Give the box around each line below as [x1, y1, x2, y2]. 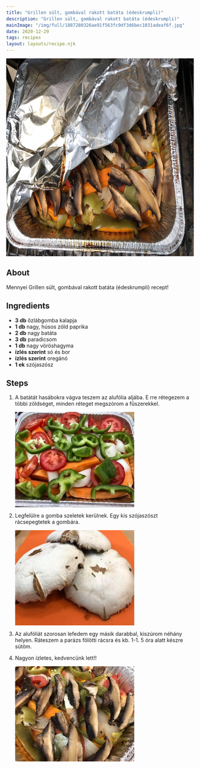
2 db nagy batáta [14, 329, 57, 336]
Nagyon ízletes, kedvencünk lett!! [14, 654, 97, 662]
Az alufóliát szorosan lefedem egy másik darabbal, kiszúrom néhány [14, 631, 183, 638]
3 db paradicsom [14, 336, 57, 343]
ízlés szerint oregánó [14, 355, 68, 362]
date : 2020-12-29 [6, 29, 49, 35]
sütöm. [14, 643, 32, 650]
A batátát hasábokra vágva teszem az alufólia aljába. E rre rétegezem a [14, 394, 189, 401]
